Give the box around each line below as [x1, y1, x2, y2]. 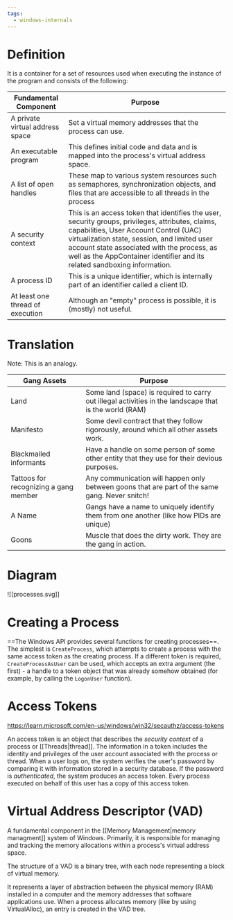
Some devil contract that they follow [85, 416, 203, 426]
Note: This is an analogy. [7, 359, 78, 368]
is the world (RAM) [85, 405, 147, 415]
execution [10, 309, 43, 318]
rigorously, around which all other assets [85, 425, 218, 434]
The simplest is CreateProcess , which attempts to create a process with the [7, 645, 222, 653]
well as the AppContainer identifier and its [68, 251, 205, 261]
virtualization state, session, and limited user [68, 234, 213, 244]
